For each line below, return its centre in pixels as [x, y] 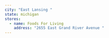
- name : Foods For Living [37, 23]
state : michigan [22, 14]
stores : [13, 19]
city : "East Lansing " [29, 10]
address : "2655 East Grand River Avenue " [59, 28]
